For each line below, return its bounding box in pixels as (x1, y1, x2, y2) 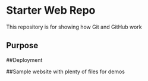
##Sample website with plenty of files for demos (6, 68, 125, 75)
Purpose (6, 40, 39, 51)
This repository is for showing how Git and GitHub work (6, 23, 142, 30)
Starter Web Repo (6, 4, 96, 17)
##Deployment (6, 56, 43, 63)
